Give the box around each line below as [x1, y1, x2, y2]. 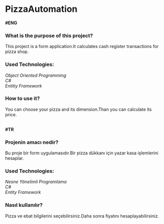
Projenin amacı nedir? [5, 138, 59, 145]
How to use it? [5, 95, 41, 102]
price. [5, 111, 17, 117]
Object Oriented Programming [5, 72, 67, 78]
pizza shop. [5, 48, 29, 55]
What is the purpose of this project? [5, 32, 93, 39]
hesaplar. [5, 155, 24, 161]
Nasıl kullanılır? [5, 202, 43, 209]
